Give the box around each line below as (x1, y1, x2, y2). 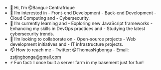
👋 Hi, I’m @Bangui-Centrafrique (9, 5, 75, 10)
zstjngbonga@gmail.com (9, 54, 61, 60)
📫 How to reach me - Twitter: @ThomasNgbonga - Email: (9, 47, 129, 53)
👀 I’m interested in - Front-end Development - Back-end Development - (9, 10, 157, 16)
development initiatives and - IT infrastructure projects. (9, 41, 124, 47)
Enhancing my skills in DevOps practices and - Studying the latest (9, 26, 146, 32)
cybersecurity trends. (9, 31, 54, 36)
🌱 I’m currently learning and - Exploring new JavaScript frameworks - (9, 20, 153, 26)
